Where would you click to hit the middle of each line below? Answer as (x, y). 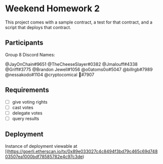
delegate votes (27, 113)
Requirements (27, 90)
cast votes (23, 107)
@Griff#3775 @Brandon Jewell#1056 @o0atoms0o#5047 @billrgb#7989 (79, 69)
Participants (24, 43)
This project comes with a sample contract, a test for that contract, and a (79, 22)
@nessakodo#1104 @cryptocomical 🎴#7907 (50, 75)
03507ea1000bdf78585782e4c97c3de (44, 156)
